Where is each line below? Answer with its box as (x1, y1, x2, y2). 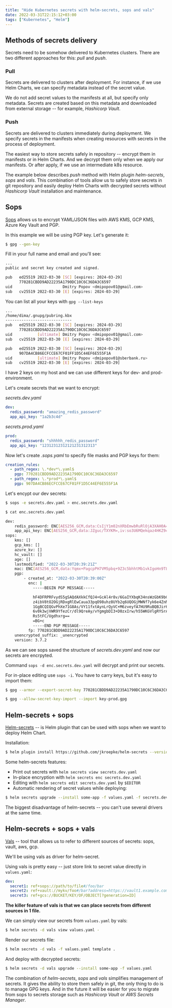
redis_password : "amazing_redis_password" (10, 410, 102, 415)
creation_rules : (5, 462, 40, 467)
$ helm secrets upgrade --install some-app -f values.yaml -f (5, 795, 141, 800)
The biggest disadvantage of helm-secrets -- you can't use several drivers (5, 804, 163, 810)
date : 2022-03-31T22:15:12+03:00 (5, 12, 77, 17)
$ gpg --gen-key (5, 242, 40, 247)
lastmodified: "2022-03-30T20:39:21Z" (14, 562, 97, 567)
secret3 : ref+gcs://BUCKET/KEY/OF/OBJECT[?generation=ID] (10, 893, 137, 898)
